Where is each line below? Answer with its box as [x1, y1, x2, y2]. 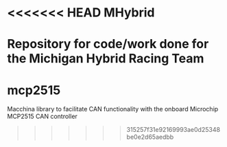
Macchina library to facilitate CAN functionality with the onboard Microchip [7, 105, 219, 113]
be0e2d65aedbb [126, 133, 174, 142]
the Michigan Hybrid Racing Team [7, 51, 204, 67]
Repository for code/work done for [7, 36, 209, 52]
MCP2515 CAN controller [7, 112, 77, 121]
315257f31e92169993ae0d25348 [126, 126, 221, 134]
